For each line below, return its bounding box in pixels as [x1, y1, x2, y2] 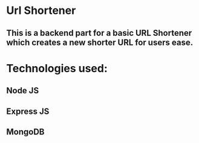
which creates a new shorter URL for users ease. [6, 37, 194, 47]
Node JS [6, 85, 39, 96]
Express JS [6, 106, 50, 116]
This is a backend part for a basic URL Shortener [6, 28, 192, 38]
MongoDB [6, 127, 45, 137]
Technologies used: [6, 61, 108, 75]
